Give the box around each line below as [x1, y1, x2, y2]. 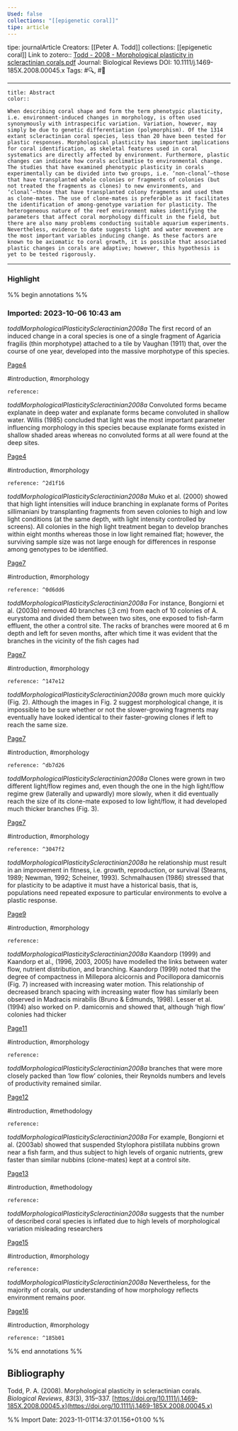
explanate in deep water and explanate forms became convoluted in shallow [7, 408, 229, 417]
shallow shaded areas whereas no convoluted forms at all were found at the [7, 431, 229, 439]
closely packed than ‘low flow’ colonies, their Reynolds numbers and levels [7, 1071, 226, 1080]
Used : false [7, 10, 42, 18]
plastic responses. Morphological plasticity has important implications [7, 139, 230, 146]
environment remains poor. [7, 1293, 86, 1302]
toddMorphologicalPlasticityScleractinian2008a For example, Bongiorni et [7, 1132, 225, 1141]
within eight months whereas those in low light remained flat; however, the [7, 530, 225, 538]
